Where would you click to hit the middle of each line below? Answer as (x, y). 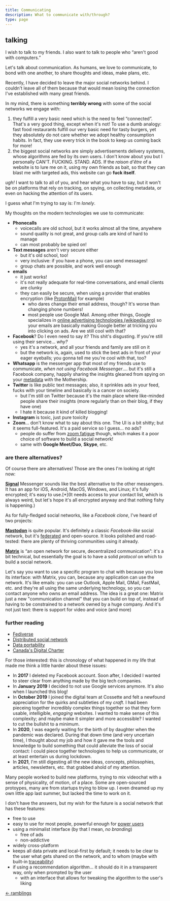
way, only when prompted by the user (52, 872)
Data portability (29, 645)
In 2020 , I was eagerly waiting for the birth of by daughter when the (84, 729)
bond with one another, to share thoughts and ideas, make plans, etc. (78, 73)
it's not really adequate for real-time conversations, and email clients (92, 282)
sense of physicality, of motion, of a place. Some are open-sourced (76, 782)
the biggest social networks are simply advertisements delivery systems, (89, 151)
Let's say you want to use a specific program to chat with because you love (84, 572)
